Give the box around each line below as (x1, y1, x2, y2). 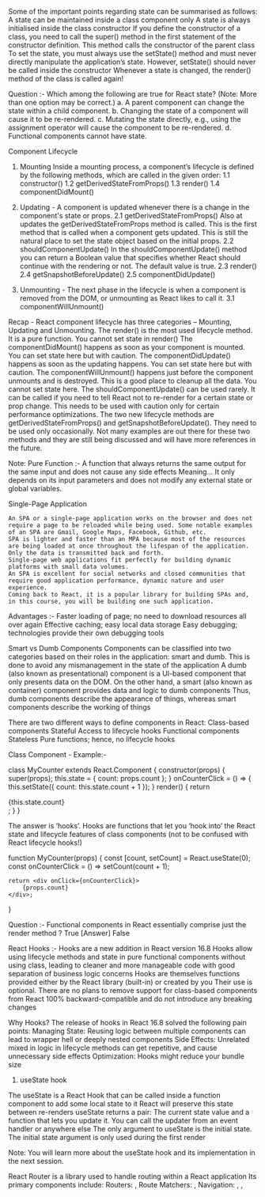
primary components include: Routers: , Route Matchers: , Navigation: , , (8, 1180, 244, 1189)
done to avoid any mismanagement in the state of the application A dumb (8, 661, 247, 669)
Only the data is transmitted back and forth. (8, 549, 165, 557)
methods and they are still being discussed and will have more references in (8, 435, 256, 444)
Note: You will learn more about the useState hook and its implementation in (8, 1148, 256, 1157)
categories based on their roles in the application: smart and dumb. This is (8, 652, 251, 661)
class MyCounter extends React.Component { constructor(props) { (8, 765, 225, 775)
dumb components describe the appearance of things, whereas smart (8, 694, 237, 703)
